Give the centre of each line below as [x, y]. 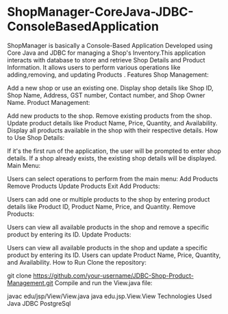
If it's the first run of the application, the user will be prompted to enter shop [114, 151]
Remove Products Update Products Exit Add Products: [84, 186]
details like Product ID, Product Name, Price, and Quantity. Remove [101, 206]
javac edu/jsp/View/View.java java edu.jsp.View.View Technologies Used [110, 296]
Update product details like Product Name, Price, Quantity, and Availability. [112, 123]
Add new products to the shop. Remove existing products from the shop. [110, 116]
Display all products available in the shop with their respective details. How [113, 130]
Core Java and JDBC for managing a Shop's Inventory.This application [106, 53]
